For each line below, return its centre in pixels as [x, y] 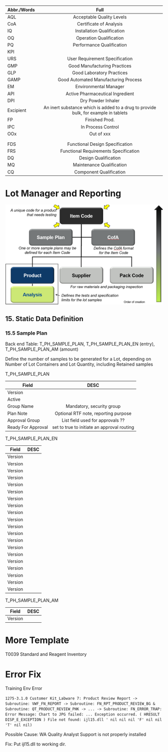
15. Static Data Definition [44, 319]
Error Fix [23, 674]
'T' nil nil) [19, 725]
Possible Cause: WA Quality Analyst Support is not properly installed [76, 734]
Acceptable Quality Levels [100, 17]
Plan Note [17, 413]
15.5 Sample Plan [26, 333]
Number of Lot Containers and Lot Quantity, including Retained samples [79, 364]
